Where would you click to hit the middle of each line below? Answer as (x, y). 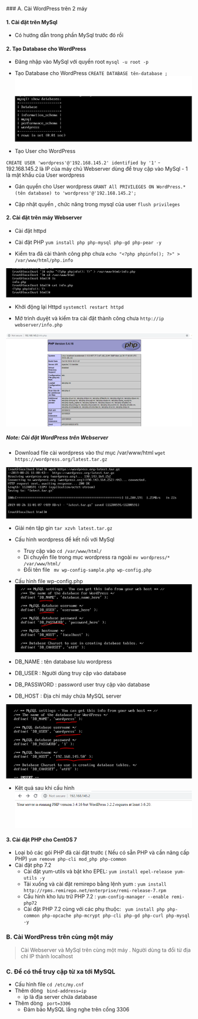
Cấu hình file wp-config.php (49, 581)
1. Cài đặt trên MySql (32, 22)
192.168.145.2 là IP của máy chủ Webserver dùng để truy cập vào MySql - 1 (97, 168)
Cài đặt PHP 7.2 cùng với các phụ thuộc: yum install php (94, 909)
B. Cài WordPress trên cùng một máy (60, 937)
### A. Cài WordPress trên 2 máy (47, 9)
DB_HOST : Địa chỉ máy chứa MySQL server (68, 696)
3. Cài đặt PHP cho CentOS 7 (42, 839)
